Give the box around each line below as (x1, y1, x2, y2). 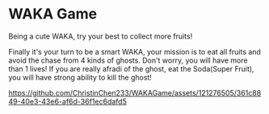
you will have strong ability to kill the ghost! (8, 72, 152, 82)
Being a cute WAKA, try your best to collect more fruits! (8, 31, 193, 41)
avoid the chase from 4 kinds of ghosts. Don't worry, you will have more (8, 55, 248, 65)
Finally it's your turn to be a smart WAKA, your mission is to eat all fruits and (8, 47, 261, 56)
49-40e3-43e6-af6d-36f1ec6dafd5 (8, 96, 127, 106)
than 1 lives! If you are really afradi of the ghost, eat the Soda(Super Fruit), (8, 63, 254, 73)
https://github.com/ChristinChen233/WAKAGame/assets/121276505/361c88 (8, 88, 262, 97)
